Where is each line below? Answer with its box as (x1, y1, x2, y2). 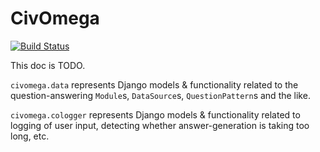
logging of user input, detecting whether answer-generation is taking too (10, 119, 310, 131)
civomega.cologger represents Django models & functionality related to (10, 108, 301, 121)
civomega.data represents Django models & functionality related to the (10, 78, 299, 91)
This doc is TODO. (10, 59, 86, 71)
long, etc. (10, 130, 50, 142)
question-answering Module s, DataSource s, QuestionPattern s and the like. (10, 89, 311, 101)
